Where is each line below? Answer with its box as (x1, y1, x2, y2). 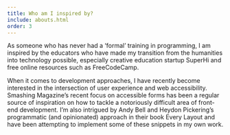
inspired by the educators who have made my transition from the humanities (7, 49, 223, 57)
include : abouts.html (7, 16, 69, 23)
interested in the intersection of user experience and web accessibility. (7, 84, 207, 93)
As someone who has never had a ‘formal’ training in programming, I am (7, 42, 211, 50)
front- (198, 99, 215, 107)
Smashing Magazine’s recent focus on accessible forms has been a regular (7, 91, 220, 99)
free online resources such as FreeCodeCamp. (7, 63, 139, 72)
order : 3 (7, 23, 32, 29)
